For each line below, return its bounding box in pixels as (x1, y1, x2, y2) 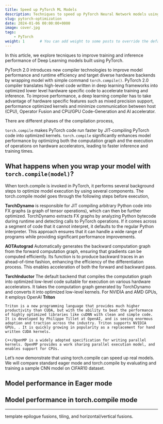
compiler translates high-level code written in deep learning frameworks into (5, 82, 158, 88)
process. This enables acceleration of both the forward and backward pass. (5, 264, 157, 270)
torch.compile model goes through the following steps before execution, (5, 193, 149, 199)
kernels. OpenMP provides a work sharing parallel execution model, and (5, 342, 155, 347)
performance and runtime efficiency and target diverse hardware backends (5, 72, 156, 78)
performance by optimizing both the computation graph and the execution (5, 138, 153, 143)
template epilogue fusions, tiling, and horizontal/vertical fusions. (5, 413, 133, 419)
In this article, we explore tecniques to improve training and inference (5, 52, 144, 58)
